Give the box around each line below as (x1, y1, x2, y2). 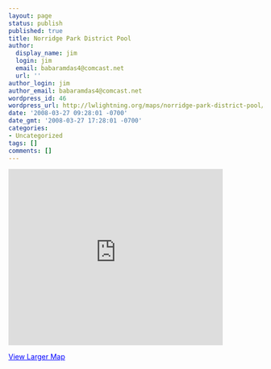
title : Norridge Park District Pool (8, 34, 131, 43)
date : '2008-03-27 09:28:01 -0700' (8, 110, 128, 118)
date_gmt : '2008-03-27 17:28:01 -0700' (8, 117, 143, 125)
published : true (8, 27, 63, 35)
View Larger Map (8, 352, 66, 362)
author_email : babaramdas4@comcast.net (8, 86, 143, 95)
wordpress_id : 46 (8, 94, 67, 102)
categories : (8, 124, 48, 132)
